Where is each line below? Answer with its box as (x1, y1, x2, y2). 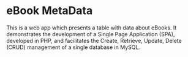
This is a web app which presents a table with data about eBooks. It (6, 24, 177, 31)
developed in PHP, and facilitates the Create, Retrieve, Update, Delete (6, 37, 182, 44)
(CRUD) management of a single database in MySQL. (6, 44, 141, 51)
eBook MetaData (6, 4, 93, 18)
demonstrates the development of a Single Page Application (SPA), (6, 30, 175, 37)
